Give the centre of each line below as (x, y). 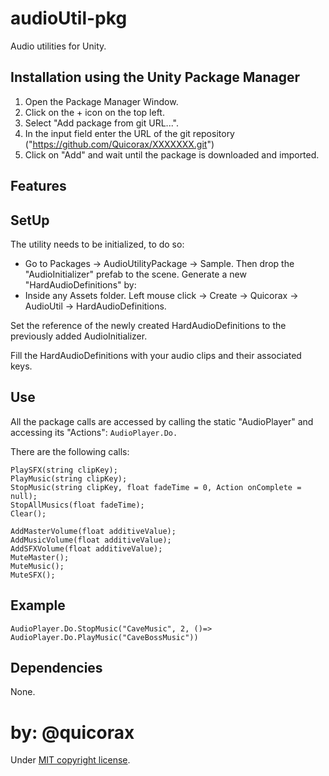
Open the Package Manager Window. (101, 101)
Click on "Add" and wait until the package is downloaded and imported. (172, 154)
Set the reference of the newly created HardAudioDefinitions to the (148, 325)
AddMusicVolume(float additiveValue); (91, 540)
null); (24, 496)
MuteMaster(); (40, 557)
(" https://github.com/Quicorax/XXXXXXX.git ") (119, 144)
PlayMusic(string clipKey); (69, 478)
